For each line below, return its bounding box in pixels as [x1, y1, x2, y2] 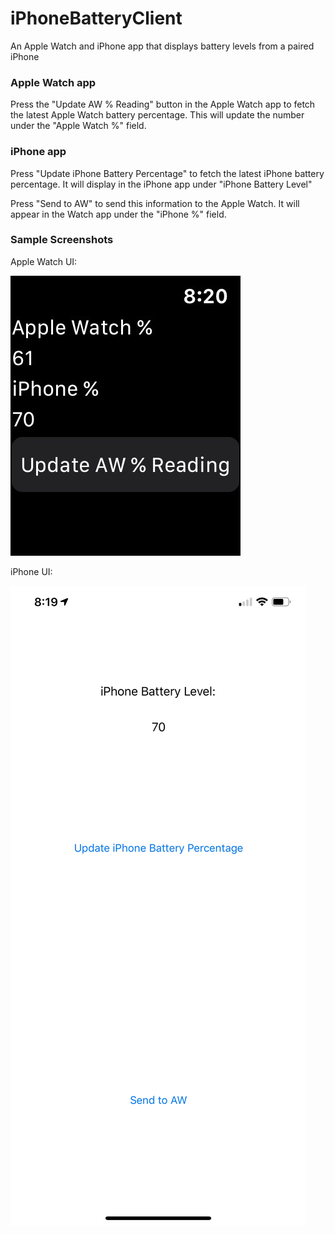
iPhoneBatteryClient [10, 7, 183, 30]
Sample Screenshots [10, 233, 114, 247]
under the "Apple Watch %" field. [10, 120, 147, 132]
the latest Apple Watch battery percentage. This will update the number [10, 109, 305, 121]
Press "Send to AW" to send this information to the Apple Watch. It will [10, 197, 300, 209]
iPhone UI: [10, 565, 53, 577]
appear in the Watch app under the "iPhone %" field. [10, 208, 227, 220]
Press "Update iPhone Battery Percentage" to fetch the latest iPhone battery [10, 167, 325, 179]
